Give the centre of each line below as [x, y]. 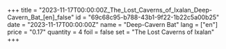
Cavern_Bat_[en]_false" [41, 17]
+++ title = [23, 10]
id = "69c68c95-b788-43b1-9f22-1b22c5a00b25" [147, 17]
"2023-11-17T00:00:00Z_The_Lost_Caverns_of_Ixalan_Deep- [125, 10]
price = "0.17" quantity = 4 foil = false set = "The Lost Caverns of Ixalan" [111, 32]
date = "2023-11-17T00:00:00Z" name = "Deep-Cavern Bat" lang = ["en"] [112, 24]
